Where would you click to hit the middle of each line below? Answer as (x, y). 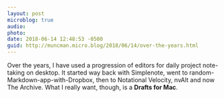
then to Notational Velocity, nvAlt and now (155, 80)
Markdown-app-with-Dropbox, (51, 80)
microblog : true (30, 20)
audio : (17, 26)
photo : (17, 33)
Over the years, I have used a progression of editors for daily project (104, 65)
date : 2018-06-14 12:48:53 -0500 (55, 39)
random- (202, 72)
